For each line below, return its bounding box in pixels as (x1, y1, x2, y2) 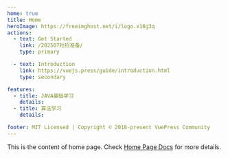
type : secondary (19, 74, 67, 80)
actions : (7, 29, 32, 36)
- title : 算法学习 (13, 105, 62, 112)
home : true (7, 10, 38, 17)
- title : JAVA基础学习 (13, 92, 74, 100)
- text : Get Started (13, 36, 72, 43)
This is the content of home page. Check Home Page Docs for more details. (7, 142, 222, 151)
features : (7, 86, 36, 93)
